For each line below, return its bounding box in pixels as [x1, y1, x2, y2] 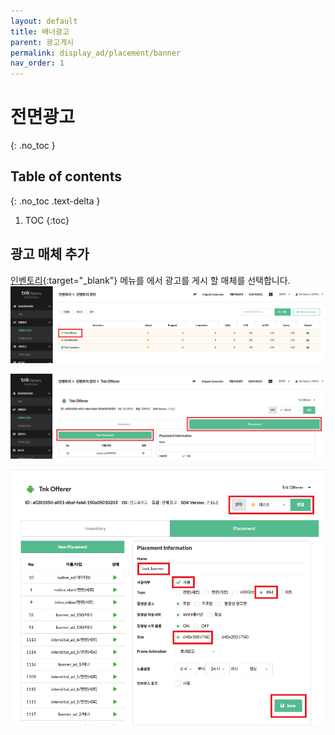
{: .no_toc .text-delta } [10, 195, 101, 207]
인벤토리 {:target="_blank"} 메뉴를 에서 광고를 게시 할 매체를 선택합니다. [10, 274, 291, 286]
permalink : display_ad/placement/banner [10, 48, 182, 58]
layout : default [10, 16, 78, 26]
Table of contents [10, 168, 122, 185]
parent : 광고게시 [10, 37, 75, 47]
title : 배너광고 [10, 26, 70, 37]
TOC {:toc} [24, 214, 70, 226]
